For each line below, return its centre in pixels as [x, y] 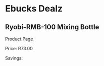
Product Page [19, 39]
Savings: [14, 58]
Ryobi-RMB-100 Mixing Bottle [52, 27]
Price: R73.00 [19, 48]
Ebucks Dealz [34, 9]
